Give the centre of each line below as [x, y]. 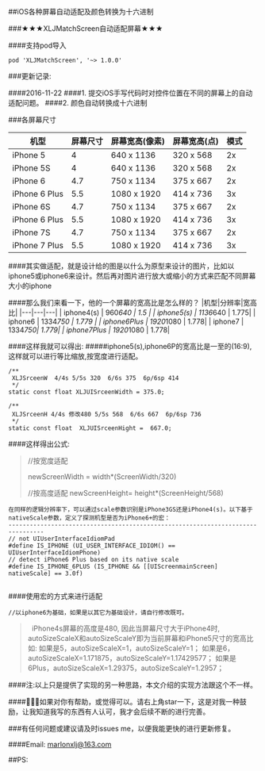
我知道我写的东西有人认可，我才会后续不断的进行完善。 [119, 712]
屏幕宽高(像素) [138, 141]
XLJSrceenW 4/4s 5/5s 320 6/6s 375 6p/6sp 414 [95, 378]
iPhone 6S [31, 207]
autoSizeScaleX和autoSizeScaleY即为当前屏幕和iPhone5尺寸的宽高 [137, 638]
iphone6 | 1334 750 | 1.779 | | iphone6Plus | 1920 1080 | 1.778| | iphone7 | [126, 321]
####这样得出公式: [39, 444]
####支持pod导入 [38, 45]
